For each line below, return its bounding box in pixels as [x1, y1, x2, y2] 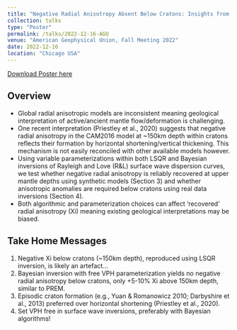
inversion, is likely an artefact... [17, 261, 108, 270]
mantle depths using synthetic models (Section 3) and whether [17, 177, 202, 185]
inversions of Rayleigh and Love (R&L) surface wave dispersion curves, [17, 161, 225, 170]
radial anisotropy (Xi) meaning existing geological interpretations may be [17, 207, 230, 215]
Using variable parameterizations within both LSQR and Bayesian [17, 154, 207, 163]
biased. [17, 214, 40, 223]
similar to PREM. [17, 284, 66, 292]
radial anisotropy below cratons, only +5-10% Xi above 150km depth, [17, 276, 219, 285]
